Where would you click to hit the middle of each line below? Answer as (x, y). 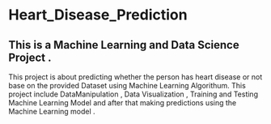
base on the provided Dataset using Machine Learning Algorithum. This (127, 86)
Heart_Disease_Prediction (98, 15)
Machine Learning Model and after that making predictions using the (123, 103)
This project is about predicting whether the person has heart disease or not (135, 77)
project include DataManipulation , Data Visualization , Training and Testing (133, 94)
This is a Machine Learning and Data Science (124, 45)
